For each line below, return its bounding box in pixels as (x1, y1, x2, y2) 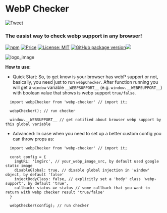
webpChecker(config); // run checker (10, 203, 89, 208)
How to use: (5, 64, 31, 70)
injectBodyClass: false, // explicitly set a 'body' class (14, 177, 141, 182)
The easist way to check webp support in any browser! (5, 32, 142, 39)
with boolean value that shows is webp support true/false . (12, 90, 136, 96)
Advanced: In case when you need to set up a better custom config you (12, 131, 161, 137)
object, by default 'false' (5, 172, 65, 177)
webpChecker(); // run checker (10, 109, 76, 114)
